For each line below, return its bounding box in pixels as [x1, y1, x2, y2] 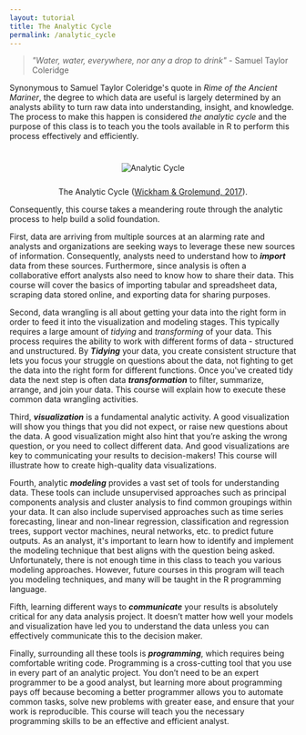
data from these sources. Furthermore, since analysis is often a [9, 260, 247, 271]
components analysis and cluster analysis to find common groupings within [9, 497, 292, 508]
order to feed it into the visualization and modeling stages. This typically [9, 317, 280, 327]
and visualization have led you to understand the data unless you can [9, 620, 270, 632]
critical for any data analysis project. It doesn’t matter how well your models [9, 611, 294, 622]
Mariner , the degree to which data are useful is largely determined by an [9, 92, 281, 103]
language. [9, 584, 47, 595]
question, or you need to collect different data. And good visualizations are [9, 440, 290, 451]
